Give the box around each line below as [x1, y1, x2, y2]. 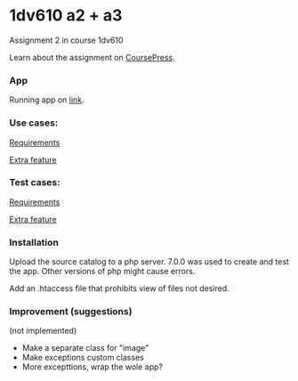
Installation [9, 236, 60, 248]
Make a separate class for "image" [21, 343, 149, 353]
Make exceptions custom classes [21, 353, 144, 363]
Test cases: [9, 176, 60, 189]
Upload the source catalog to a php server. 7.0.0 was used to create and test [9, 256, 289, 267]
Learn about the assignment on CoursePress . [9, 52, 175, 62]
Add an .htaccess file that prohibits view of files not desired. [9, 283, 230, 294]
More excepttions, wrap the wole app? [21, 361, 163, 372]
